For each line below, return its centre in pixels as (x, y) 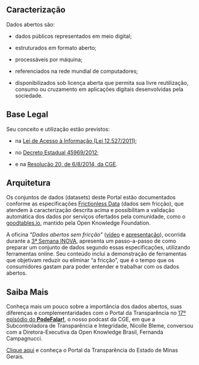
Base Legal (27, 115)
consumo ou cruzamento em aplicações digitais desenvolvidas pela (99, 89)
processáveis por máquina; (49, 59)
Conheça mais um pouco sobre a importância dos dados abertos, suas (94, 307)
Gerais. (15, 357)
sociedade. (29, 95)
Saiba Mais (27, 292)
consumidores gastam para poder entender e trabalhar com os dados (93, 267)
